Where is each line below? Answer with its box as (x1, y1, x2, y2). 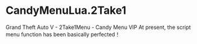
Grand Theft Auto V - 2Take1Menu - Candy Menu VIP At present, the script (5, 24, 191, 31)
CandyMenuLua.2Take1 (5, 4, 127, 17)
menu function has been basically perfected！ (5, 31, 121, 38)
